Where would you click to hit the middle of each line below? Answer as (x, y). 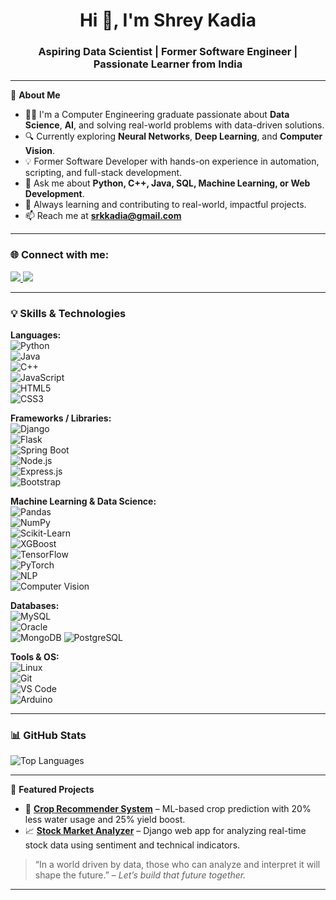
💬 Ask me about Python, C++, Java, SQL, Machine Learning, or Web (167, 183)
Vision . (40, 151)
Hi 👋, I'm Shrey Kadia (168, 20)
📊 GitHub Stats (48, 735)
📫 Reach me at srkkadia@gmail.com (103, 216)
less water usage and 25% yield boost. (105, 820)
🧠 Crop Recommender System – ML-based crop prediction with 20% (168, 809)
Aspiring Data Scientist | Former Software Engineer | (168, 52)
